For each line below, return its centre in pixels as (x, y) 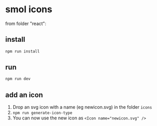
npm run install (22, 51)
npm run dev (18, 79)
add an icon (24, 95)
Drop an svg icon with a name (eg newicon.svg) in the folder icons (82, 107)
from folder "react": (26, 23)
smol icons (29, 9)
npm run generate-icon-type (42, 113)
